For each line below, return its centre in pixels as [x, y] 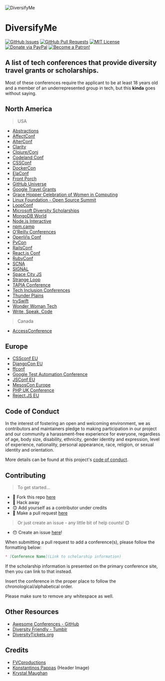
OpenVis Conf [27, 237]
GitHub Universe [29, 184]
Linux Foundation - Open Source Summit [54, 199]
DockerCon [24, 168]
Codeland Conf [28, 157]
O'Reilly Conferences [34, 231]
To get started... [34, 487]
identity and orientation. [30, 450]
